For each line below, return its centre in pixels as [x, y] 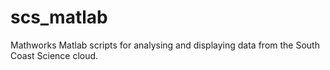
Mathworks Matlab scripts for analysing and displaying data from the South [165, 45]
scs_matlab [59, 17]
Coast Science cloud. [54, 55]
